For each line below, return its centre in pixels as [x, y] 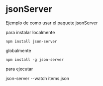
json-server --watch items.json [37, 78]
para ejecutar [19, 69]
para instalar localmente [30, 32]
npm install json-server [31, 41]
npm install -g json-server [35, 60]
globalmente [18, 50]
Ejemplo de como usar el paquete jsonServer [52, 23]
